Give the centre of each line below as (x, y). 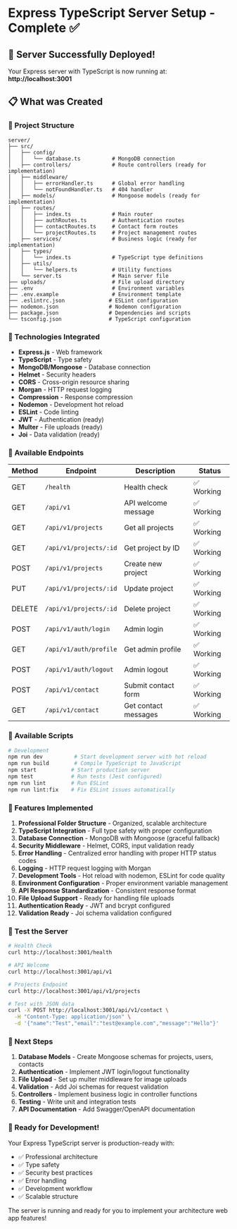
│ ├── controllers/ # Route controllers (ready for (107, 165)
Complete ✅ (44, 28)
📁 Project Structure (41, 126)
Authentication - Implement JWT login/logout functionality (104, 1072)
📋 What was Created (56, 102)
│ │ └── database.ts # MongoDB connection (91, 159)
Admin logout (146, 670)
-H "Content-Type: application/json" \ (73, 1017)
